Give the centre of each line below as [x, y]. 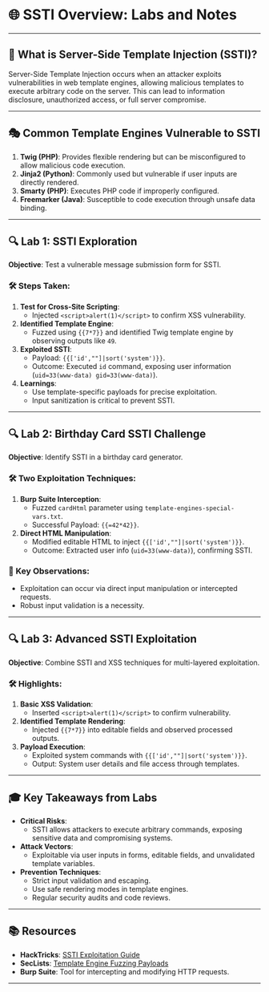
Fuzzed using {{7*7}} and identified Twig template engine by [132, 332]
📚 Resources [42, 931]
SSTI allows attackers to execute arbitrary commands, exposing [137, 829]
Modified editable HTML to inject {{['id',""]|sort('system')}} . [138, 541]
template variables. [63, 863]
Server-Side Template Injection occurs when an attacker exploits [115, 74]
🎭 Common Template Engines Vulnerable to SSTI [134, 134]
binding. [33, 208]
